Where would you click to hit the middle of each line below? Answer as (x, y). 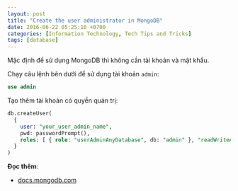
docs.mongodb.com (47, 180)
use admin (22, 87)
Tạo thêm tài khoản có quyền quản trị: (63, 100)
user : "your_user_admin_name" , (66, 127)
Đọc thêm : (23, 166)
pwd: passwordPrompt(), (55, 133)
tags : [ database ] (33, 40)
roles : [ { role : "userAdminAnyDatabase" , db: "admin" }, (107, 140)
